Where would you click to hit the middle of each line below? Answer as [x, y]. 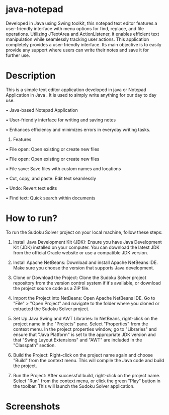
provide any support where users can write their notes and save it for [77, 50]
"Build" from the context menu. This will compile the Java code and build [89, 360]
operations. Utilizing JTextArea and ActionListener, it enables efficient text [82, 34]
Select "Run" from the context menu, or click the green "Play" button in [87, 381]
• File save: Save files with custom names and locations [63, 168]
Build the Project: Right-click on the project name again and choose [83, 355]
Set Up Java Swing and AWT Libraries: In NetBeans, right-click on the [85, 318]
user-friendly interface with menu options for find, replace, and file [75, 28]
